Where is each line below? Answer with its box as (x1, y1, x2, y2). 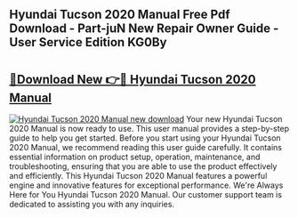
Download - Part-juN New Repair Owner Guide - (9, 21, 279, 36)
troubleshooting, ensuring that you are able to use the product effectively (9, 161, 278, 172)
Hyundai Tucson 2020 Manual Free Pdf (9, 7, 230, 22)
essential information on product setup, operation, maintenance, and (9, 151, 261, 162)
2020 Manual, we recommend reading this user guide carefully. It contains (9, 142, 283, 152)
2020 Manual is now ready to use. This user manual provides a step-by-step (9, 124, 290, 133)
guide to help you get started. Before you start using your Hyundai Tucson (9, 133, 282, 143)
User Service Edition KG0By (9, 35, 167, 50)
